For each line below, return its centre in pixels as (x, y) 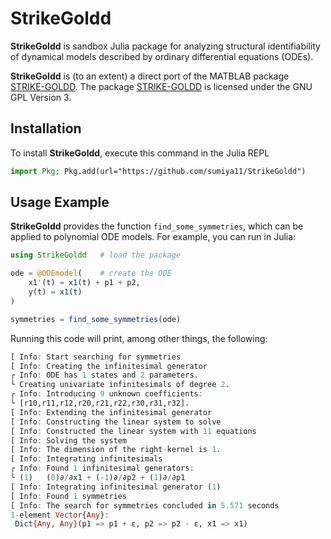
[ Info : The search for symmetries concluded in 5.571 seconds (145, 505)
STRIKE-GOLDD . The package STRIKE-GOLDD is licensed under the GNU (161, 86)
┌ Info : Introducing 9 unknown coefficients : (106, 394)
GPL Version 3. (41, 97)
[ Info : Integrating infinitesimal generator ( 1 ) (116, 487)
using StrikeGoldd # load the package (96, 255)
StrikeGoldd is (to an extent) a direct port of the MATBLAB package (150, 76)
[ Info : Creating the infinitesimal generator (109, 366)
